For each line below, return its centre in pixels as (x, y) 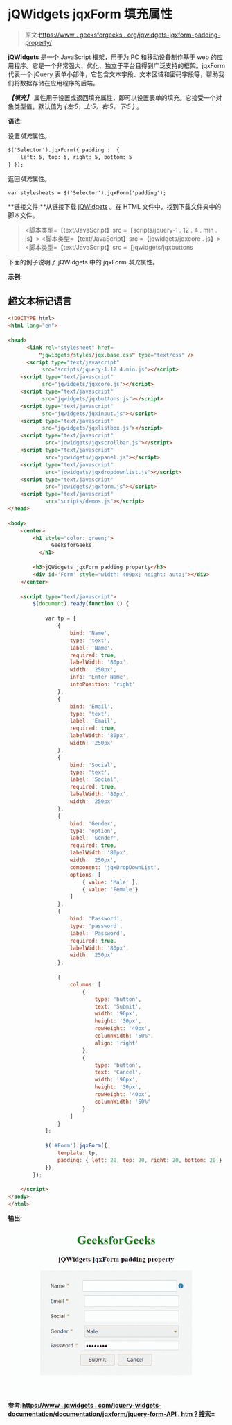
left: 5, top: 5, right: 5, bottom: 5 (76, 157)
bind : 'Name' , (90, 633)
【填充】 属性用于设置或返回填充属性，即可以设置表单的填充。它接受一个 (112, 97)
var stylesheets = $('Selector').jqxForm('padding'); (87, 193)
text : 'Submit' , (118, 1006)
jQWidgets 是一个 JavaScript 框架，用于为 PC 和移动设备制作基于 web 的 (113, 57)
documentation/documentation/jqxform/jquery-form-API (92, 1414)
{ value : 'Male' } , (110, 882)
